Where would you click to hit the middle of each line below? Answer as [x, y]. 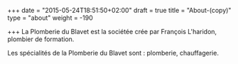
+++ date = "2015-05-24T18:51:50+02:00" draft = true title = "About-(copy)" [119, 10]
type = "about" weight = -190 [50, 18]
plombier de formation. [41, 39]
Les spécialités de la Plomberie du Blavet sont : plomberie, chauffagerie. [113, 53]
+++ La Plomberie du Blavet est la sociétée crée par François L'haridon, [112, 32]
